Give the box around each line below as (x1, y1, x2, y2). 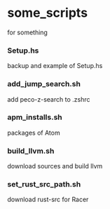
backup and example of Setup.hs (7, 62, 103, 70)
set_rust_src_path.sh (7, 180, 81, 189)
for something (7, 28, 48, 36)
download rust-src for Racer (7, 195, 89, 204)
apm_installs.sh (7, 112, 62, 122)
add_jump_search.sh (7, 79, 81, 89)
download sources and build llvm (7, 162, 103, 170)
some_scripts (7, 5, 88, 21)
